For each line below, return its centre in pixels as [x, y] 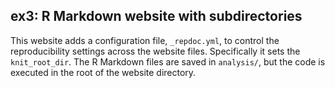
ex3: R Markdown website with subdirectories [156, 16]
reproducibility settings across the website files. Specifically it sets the [155, 51]
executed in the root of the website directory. [103, 72]
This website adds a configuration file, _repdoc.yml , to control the [145, 40]
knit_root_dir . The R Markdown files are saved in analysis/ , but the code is [168, 61]
